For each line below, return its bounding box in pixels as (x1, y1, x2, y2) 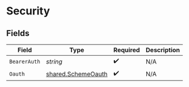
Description (145, 46, 181, 54)
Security (6, 4, 50, 18)
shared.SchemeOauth (46, 70, 108, 78)
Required (113, 46, 140, 54)
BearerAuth (9, 58, 40, 65)
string (46, 57, 63, 65)
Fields (6, 28, 30, 38)
